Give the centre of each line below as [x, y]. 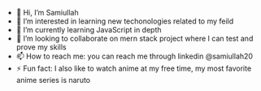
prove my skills [41, 47]
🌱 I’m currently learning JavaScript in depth [89, 30]
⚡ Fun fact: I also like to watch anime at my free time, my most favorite [134, 68]
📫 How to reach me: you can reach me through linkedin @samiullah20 [135, 56]
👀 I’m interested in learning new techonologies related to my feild [125, 21]
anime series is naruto [53, 80]
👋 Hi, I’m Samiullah [47, 13]
